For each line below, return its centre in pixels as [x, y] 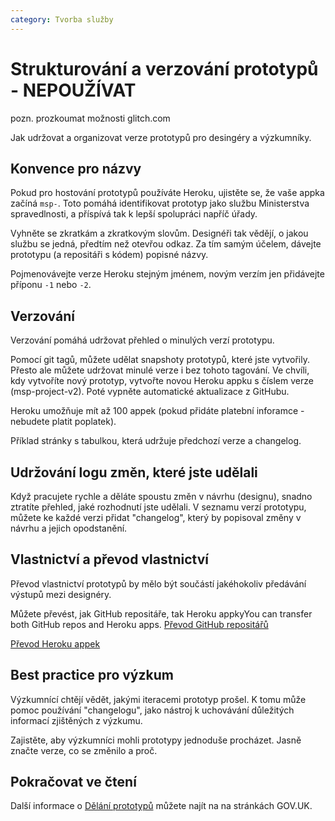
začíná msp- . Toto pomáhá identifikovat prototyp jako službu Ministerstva [160, 203]
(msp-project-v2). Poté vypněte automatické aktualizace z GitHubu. [150, 392]
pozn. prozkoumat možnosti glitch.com [90, 118]
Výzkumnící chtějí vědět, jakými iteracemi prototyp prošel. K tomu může [158, 699]
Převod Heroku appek [55, 643]
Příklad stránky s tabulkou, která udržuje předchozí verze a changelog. [156, 441]
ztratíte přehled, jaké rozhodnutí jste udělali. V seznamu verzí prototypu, [158, 507]
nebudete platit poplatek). [63, 422]
